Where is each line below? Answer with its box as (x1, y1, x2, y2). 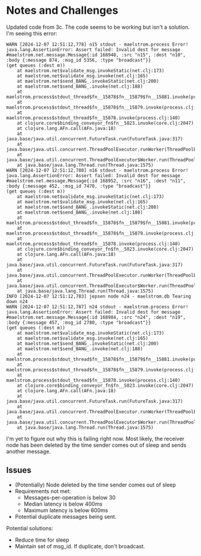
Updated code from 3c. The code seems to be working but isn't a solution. (6, 23, 190, 31)
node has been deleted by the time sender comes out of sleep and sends (6, 441, 187, 449)
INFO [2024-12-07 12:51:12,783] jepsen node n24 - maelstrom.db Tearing (6, 293, 191, 299)
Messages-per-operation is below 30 (23, 494, 116, 501)
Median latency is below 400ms (23, 500, 103, 507)
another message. (6, 447, 51, 455)
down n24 (6, 298, 28, 305)
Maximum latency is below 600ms (23, 506, 108, 513)
